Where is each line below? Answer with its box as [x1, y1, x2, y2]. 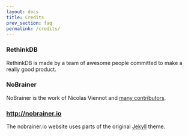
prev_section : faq [6, 20, 52, 26]
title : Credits [6, 14, 44, 20]
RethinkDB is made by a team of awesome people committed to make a [6, 59, 183, 66]
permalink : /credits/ [6, 25, 61, 32]
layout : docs [6, 8, 39, 15]
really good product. [6, 66, 57, 73]
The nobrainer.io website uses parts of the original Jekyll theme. [6, 123, 166, 130]
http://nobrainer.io [6, 109, 62, 117]
